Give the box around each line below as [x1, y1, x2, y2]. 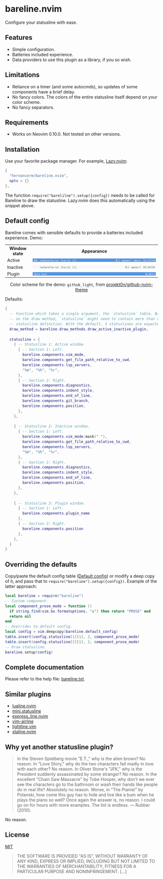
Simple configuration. [12, 46, 55, 52]
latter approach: [5, 583, 37, 589]
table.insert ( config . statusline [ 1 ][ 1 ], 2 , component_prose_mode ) [5, 634, 140, 639]
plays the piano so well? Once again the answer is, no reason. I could [16, 797, 155, 803]
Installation [5, 145, 40, 153]
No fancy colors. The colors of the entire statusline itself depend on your [12, 94, 158, 100]
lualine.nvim [12, 703, 36, 709]
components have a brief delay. [12, 89, 76, 95]
